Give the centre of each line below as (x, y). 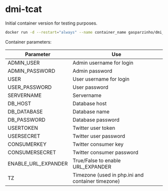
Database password (96, 120)
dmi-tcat (24, 9)
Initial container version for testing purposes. (51, 23)
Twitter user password (99, 136)
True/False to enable (96, 160)
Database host (89, 103)
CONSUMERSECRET (32, 152)
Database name (91, 111)
